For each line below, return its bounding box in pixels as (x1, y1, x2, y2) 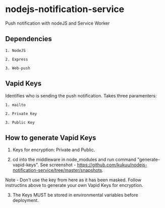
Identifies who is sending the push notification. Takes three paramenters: (5, 92, 157, 98)
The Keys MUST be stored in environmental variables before (12, 192, 138, 198)
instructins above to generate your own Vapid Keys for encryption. (5, 182, 143, 188)
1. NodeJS (5, 48, 26, 53)
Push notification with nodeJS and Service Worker (5, 20, 110, 26)
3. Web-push (5, 65, 30, 71)
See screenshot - (40, 162, 76, 168)
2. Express (5, 57, 28, 62)
